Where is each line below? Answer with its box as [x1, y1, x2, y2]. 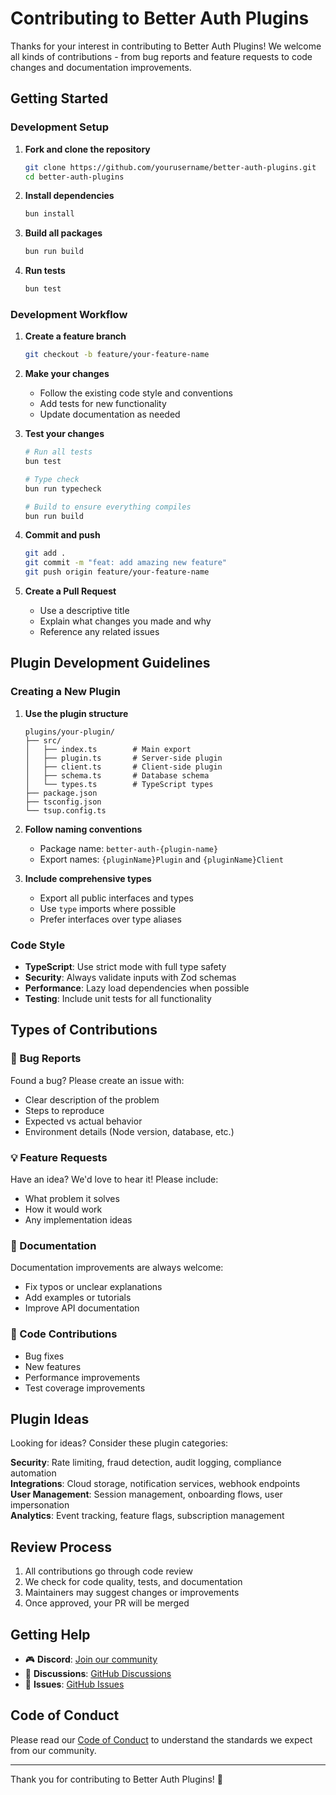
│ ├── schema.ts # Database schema [24, 770, 210, 781]
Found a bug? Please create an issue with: [10, 1074, 185, 1086]
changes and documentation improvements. [10, 61, 192, 73]
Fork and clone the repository [24, 143, 151, 155]
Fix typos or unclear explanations [24, 1281, 163, 1293]
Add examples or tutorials [24, 1292, 132, 1304]
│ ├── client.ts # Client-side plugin [24, 762, 223, 772]
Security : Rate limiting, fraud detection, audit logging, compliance [10, 1457, 282, 1469]
